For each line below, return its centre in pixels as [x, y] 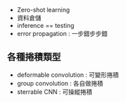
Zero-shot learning [43, 10]
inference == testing [46, 26]
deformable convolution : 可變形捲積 [68, 75]
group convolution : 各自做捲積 [60, 83]
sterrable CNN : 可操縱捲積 [54, 92]
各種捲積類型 [34, 57]
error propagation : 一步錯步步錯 [62, 34]
